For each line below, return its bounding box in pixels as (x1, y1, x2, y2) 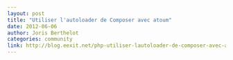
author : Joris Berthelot (7, 29, 79, 37)
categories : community (7, 36, 73, 43)
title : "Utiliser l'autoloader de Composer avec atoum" (7, 17, 172, 23)
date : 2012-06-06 (7, 23, 58, 30)
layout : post (7, 10, 45, 17)
